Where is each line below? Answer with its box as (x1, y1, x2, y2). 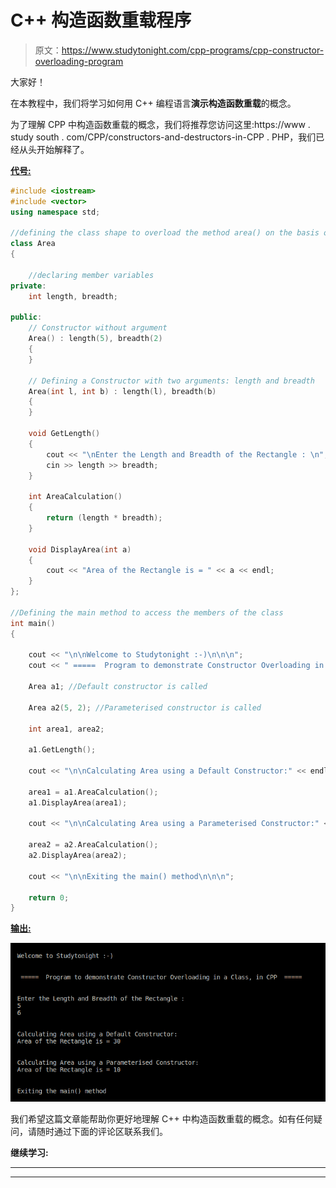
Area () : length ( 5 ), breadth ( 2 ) (28, 334, 163, 344)
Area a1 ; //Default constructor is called (28, 682, 208, 692)
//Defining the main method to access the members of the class (10, 607, 284, 618)
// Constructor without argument (28, 323, 168, 333)
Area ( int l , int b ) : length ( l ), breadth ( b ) (28, 386, 217, 396)
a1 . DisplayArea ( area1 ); (28, 797, 128, 808)
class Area (10, 239, 56, 249)
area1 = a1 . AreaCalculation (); (28, 787, 159, 797)
